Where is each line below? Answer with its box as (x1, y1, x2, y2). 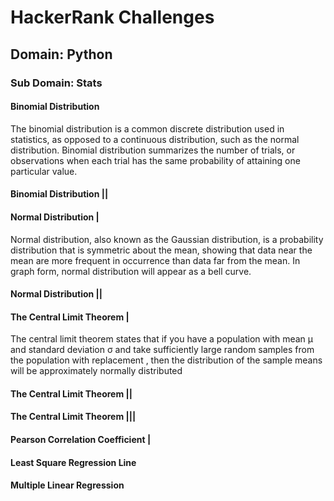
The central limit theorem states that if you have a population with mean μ (10, 333, 313, 345)
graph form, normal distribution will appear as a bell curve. (10, 265, 252, 277)
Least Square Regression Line (10, 456, 137, 468)
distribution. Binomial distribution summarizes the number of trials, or (10, 144, 296, 156)
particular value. (10, 165, 78, 177)
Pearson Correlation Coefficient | (10, 434, 152, 446)
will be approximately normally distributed (10, 365, 183, 377)
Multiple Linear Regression (10, 479, 125, 491)
